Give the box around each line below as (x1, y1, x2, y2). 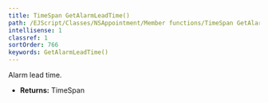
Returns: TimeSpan (19, 86, 85, 95)
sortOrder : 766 (8, 41, 59, 49)
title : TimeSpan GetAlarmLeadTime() (8, 11, 130, 20)
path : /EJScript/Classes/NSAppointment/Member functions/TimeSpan (8, 19, 234, 27)
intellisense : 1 (8, 26, 62, 34)
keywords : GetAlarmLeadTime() (8, 48, 109, 56)
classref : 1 (8, 33, 48, 42)
